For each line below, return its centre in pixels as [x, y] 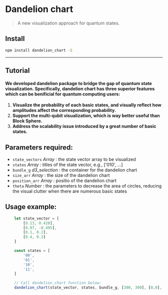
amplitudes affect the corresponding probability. [64, 110]
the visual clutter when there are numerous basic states [70, 191]
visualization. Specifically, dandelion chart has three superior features [80, 88]
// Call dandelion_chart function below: [58, 283]
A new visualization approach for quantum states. [68, 23]
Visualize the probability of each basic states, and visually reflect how [87, 105]
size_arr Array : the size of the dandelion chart [61, 175]
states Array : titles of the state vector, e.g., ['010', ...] [68, 165]
